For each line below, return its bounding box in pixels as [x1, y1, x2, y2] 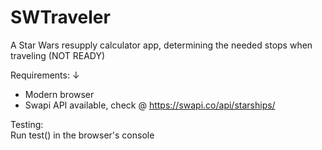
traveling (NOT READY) [10, 49, 106, 61]
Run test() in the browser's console [10, 129, 155, 141]
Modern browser [24, 88, 95, 100]
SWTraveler [10, 6, 111, 29]
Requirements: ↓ [10, 69, 80, 81]
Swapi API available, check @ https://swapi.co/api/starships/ [24, 99, 276, 111]
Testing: [10, 118, 44, 130]
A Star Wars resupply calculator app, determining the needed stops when [10, 39, 313, 51]
